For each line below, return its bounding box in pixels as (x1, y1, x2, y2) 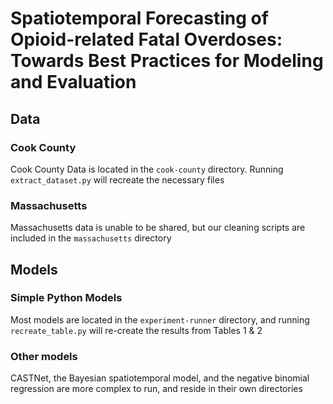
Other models (10, 349, 78, 363)
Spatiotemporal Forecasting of (10, 7, 269, 30)
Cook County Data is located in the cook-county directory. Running (10, 163, 284, 175)
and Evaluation (10, 71, 137, 94)
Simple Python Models (10, 291, 123, 305)
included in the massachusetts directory (10, 232, 172, 244)
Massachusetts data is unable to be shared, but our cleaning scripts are (10, 222, 306, 234)
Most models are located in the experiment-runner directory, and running (10, 313, 310, 326)
